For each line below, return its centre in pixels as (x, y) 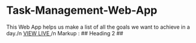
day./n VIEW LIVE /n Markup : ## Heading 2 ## (65, 33)
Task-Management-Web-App (82, 10)
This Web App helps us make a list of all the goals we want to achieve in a (98, 27)
